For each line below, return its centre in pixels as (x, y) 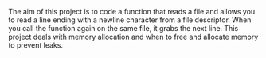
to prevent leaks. (36, 45)
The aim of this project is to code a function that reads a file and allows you (132, 12)
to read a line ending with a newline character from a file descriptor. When (130, 20)
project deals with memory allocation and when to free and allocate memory (133, 37)
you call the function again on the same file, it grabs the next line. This (123, 28)
